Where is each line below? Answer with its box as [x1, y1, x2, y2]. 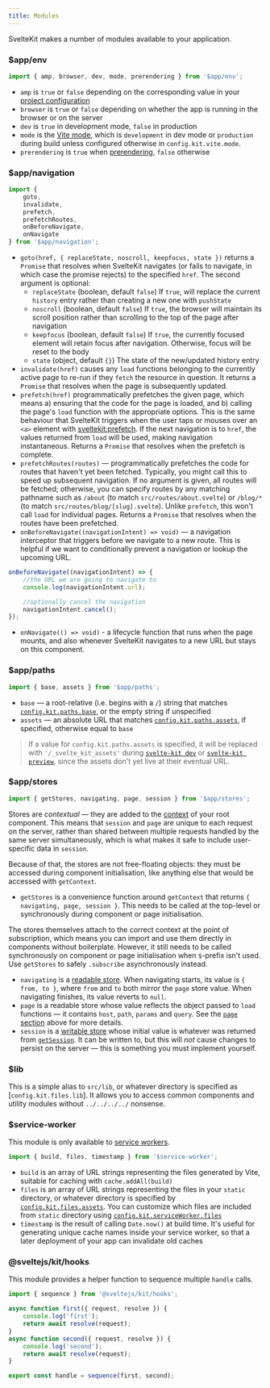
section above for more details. [19, 1018, 123, 1027]
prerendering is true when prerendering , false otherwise [19, 147, 210, 157]
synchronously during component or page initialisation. [19, 909, 204, 918]
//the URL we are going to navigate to [23, 575, 157, 583]
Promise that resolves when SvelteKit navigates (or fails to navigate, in [19, 261, 252, 271]
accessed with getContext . [8, 876, 97, 886]
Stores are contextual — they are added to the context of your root [8, 809, 230, 819]
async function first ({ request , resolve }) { [8, 1305, 168, 1313]
